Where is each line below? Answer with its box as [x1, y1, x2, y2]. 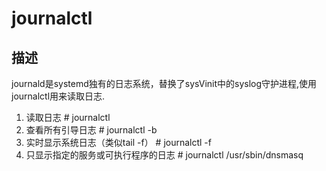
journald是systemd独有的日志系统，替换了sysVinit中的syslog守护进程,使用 [11, 78, 318, 89]
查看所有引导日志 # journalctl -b [25, 124, 158, 136]
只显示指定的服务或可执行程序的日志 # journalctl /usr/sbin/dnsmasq [25, 149, 304, 161]
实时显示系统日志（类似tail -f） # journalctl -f [25, 137, 212, 148]
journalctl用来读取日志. [11, 90, 106, 102]
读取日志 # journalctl [25, 112, 111, 123]
